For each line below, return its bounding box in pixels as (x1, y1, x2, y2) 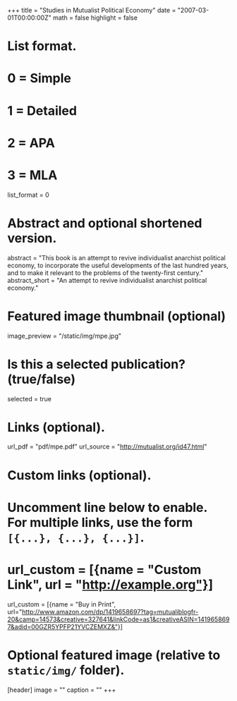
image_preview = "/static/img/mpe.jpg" (7, 331, 122, 340)
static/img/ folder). (7, 662, 125, 678)
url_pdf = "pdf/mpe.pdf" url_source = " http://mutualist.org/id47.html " (7, 442, 207, 451)
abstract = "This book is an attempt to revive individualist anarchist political (7, 253, 226, 262)
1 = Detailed (7, 102, 78, 118)
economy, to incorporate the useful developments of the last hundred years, (7, 261, 229, 269)
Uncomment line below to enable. (7, 499, 208, 516)
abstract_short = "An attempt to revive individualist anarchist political (7, 276, 207, 284)
